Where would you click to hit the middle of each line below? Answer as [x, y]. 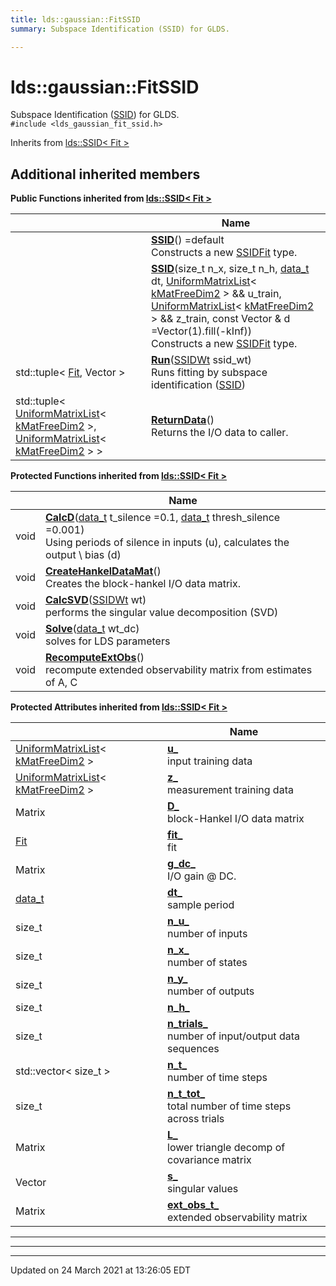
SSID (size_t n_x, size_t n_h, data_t [230, 269]
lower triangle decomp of [226, 1148]
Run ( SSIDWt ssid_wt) [201, 360]
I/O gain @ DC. [202, 876]
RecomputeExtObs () [94, 658]
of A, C [61, 683]
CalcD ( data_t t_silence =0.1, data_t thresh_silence [162, 518]
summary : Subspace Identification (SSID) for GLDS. [120, 29]
